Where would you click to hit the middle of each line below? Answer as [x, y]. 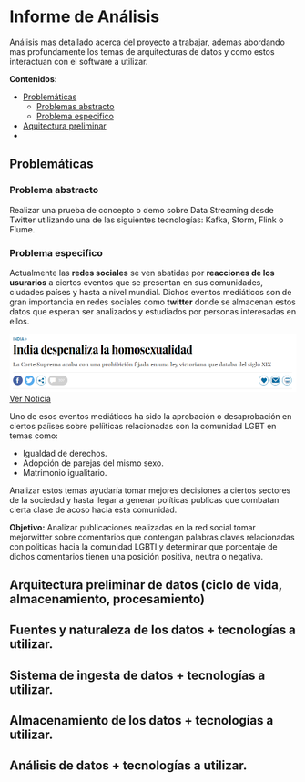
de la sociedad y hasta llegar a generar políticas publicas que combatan [144, 499]
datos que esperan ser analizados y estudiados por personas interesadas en [153, 311]
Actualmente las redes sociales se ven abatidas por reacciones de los [142, 273]
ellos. [20, 321]
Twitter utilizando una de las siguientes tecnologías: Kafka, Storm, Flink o [147, 220]
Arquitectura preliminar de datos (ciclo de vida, [146, 585]
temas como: [34, 436]
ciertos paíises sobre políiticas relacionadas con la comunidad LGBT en [143, 426]
